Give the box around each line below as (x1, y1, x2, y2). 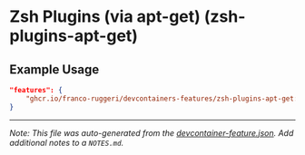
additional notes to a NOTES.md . (9, 137, 124, 148)
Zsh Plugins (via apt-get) (9, 6, 202, 27)
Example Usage (9, 62, 100, 77)
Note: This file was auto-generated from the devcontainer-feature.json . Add (9, 127, 294, 138)
